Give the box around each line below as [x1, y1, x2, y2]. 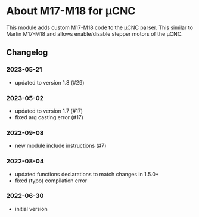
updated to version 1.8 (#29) [14, 79, 85, 86]
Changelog [6, 48, 48, 58]
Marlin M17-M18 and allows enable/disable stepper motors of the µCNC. [6, 30, 183, 37]
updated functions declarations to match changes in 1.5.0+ [14, 170, 159, 178]
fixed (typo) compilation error [14, 177, 88, 184]
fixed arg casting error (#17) [14, 113, 83, 120]
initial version [14, 205, 48, 212]
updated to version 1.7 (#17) [14, 107, 83, 114]
